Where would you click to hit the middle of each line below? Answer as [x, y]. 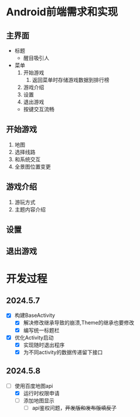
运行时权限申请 [41, 393]
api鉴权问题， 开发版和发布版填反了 [74, 408]
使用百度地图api [34, 386]
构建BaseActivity [35, 315]
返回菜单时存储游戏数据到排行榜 [71, 80]
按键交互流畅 [39, 109]
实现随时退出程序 [44, 345]
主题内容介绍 [30, 209]
